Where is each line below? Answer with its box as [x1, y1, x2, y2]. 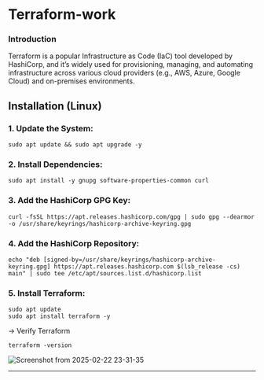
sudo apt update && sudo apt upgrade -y [8, 141, 143, 149]
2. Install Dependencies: [8, 159, 103, 170]
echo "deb [8, 256, 41, 264]
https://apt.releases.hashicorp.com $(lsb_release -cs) [53, 263, 241, 271]
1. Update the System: [8, 123, 93, 134]
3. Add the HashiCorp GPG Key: [8, 195, 131, 206]
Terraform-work [8, 6, 116, 24]
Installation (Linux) [8, 99, 102, 113]
